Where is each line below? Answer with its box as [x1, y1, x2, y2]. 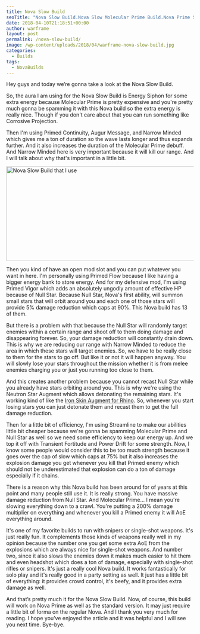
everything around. [6, 515, 53, 523]
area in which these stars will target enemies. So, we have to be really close [6, 347, 192, 354]
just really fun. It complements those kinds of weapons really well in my [6, 533, 182, 541]
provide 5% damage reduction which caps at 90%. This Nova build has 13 [6, 304, 187, 311]
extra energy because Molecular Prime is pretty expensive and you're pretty [6, 99, 193, 106]
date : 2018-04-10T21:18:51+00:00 [6, 20, 89, 26]
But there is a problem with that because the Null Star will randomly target [6, 322, 187, 329]
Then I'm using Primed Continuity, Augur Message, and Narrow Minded [6, 129, 182, 136]
